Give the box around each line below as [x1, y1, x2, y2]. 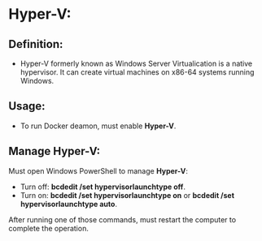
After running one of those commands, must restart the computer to [8, 214, 237, 224]
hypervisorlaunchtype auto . [20, 199, 118, 209]
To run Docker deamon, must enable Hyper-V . [20, 121, 177, 131]
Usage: [8, 99, 46, 114]
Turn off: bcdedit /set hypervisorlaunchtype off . [20, 182, 186, 192]
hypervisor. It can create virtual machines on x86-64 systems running [20, 67, 255, 77]
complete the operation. [8, 223, 90, 233]
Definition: [8, 37, 63, 51]
